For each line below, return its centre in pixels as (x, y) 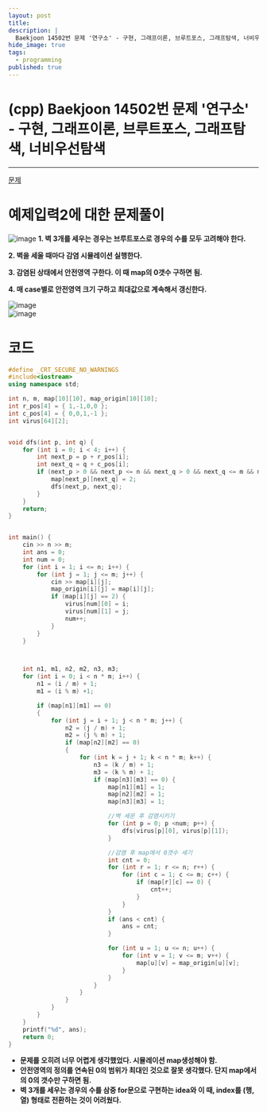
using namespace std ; (44, 385)
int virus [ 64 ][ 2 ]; (39, 421)
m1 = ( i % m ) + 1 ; (65, 692)
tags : (17, 52)
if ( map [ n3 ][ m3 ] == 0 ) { (135, 780)
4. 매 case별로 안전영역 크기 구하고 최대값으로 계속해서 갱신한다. (108, 289)
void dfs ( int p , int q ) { (51, 442)
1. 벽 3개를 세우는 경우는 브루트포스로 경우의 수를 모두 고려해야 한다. (142, 238)
